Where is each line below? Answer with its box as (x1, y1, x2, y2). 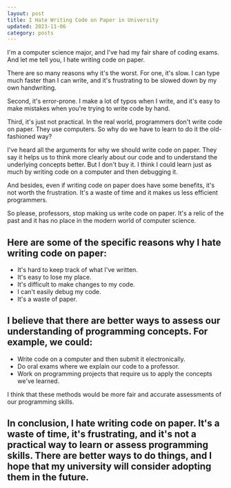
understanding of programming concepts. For (7, 326, 208, 338)
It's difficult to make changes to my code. (17, 280, 136, 289)
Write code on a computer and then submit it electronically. (17, 355, 185, 363)
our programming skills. (7, 398, 74, 406)
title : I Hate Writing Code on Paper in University (7, 17, 159, 23)
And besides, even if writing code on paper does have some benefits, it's (7, 181, 215, 190)
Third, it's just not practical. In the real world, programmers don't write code (7, 118, 223, 126)
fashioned (7, 133, 36, 141)
